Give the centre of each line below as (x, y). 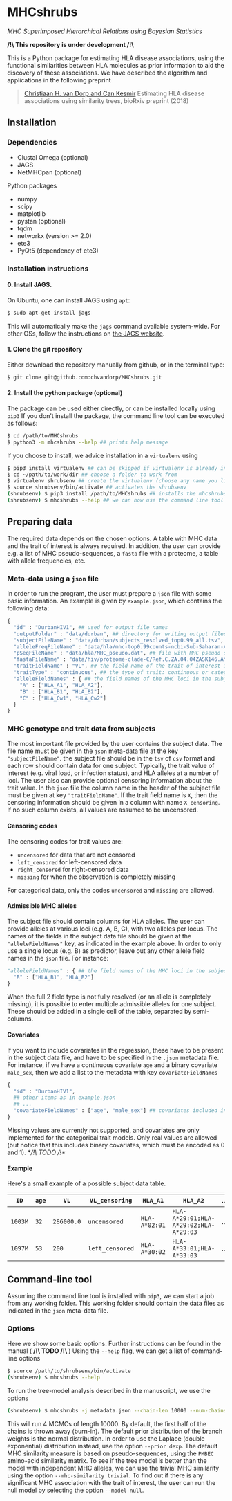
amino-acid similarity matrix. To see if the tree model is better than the (107, 1460)
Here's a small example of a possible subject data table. (87, 1183)
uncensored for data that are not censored (76, 855)
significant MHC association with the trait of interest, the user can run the (112, 1482)
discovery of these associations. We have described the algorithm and (107, 73)
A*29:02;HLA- (194, 1225)
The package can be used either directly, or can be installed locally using (111, 408)
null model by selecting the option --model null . (76, 1490)
